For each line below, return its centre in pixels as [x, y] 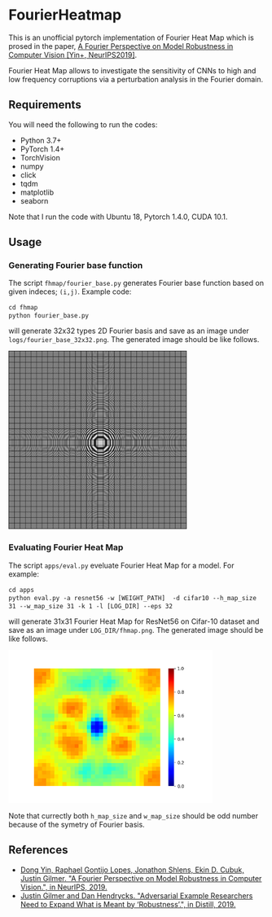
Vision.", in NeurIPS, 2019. [64, 887]
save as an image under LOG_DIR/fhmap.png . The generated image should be [136, 630]
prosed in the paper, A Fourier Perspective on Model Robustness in [121, 46]
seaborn [34, 200]
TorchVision [40, 157]
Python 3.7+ [41, 140]
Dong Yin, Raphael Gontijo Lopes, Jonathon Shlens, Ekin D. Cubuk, [132, 870]
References [38, 850]
